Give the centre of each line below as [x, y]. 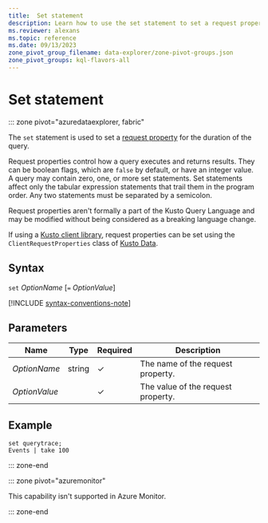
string [79, 369]
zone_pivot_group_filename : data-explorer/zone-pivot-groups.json [121, 53]
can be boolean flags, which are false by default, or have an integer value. [131, 169]
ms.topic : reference [43, 38]
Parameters [38, 328]
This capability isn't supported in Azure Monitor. [87, 497]
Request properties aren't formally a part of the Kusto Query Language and [132, 210]
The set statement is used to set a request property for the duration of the [130, 137]
